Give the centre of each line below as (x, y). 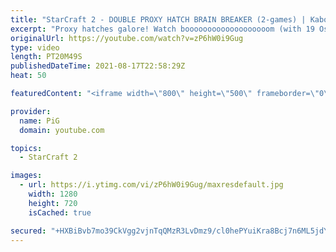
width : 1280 (53, 194)
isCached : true (60, 212)
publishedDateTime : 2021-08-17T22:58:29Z (98, 66)
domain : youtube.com (62, 130)
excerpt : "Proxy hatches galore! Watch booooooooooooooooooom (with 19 (162, 29)
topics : (26, 148)
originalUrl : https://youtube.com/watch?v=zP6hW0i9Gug (127, 38)
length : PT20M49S (46, 57)
